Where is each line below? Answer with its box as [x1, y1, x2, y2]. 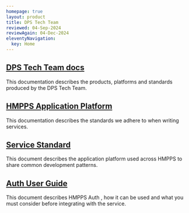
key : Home [11, 41, 35, 47]
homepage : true [6, 8, 43, 15]
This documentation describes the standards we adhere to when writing [6, 117, 179, 124]
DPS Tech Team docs [6, 62, 85, 73]
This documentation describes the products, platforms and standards [6, 78, 173, 85]
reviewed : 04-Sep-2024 [6, 25, 61, 31]
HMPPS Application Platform [6, 102, 113, 111]
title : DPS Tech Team [6, 19, 59, 25]
